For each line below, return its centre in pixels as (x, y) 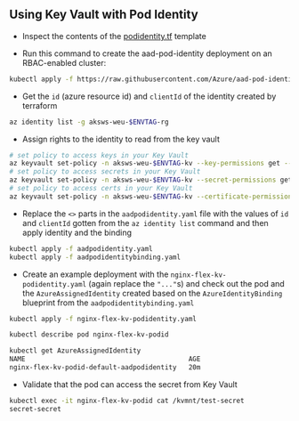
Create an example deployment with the (95, 274)
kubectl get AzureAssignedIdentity (75, 351)
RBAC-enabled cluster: (64, 62)
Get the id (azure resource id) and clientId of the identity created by (149, 96)
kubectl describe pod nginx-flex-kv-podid (89, 335)
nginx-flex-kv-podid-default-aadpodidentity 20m (105, 368)
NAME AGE (105, 360)
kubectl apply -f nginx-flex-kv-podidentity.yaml (103, 319)
